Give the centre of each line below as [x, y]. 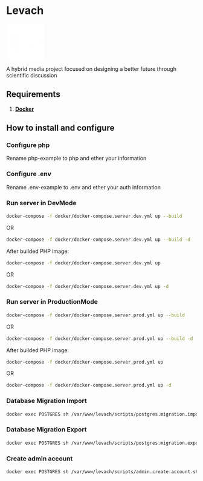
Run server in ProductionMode [52, 302]
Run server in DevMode [41, 203]
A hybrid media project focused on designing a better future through [92, 69]
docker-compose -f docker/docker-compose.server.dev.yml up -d [88, 286]
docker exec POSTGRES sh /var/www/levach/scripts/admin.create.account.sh [102, 472]
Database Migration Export [47, 430]
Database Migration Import [47, 401]
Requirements [33, 94]
